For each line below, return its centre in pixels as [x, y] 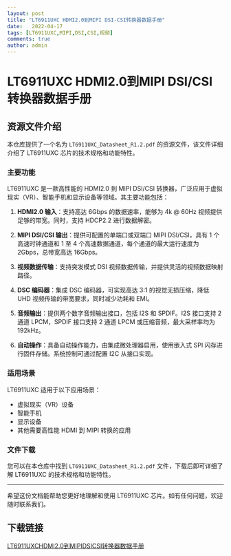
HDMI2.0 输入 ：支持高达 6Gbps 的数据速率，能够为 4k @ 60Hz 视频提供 [120, 212]
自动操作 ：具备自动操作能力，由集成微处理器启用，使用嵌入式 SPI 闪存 [117, 345]
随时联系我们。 [28, 504]
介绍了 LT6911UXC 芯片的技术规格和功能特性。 [73, 153]
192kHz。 [31, 330]
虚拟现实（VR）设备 [45, 404]
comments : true [29, 39]
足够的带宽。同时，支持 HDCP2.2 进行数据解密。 [86, 220]
